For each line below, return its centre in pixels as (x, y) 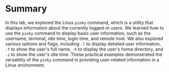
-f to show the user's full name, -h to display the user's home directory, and (84, 49)
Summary (26, 9)
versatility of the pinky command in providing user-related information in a (82, 59)
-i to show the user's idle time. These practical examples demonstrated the (84, 54)
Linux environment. (25, 65)
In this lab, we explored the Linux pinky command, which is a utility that (79, 22)
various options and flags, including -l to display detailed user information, (83, 43)
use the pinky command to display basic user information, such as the (78, 33)
